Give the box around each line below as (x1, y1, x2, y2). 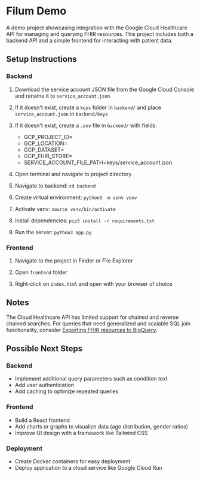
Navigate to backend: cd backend (14, 182, 96, 189)
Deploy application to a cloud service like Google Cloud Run (14, 464, 162, 472)
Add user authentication (14, 382, 75, 389)
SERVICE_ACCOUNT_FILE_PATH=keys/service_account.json (23, 159, 173, 166)
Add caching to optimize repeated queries (14, 388, 119, 395)
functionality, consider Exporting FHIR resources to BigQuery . (6, 326, 158, 333)
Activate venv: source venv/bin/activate (14, 205, 116, 212)
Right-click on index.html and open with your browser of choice (14, 280, 173, 287)
